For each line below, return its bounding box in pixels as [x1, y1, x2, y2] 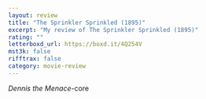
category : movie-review [8, 62, 86, 70]
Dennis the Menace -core [8, 83, 89, 93]
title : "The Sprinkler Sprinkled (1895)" [8, 19, 146, 27]
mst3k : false [8, 48, 51, 55]
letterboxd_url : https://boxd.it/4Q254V [8, 41, 143, 48]
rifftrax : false [8, 55, 61, 63]
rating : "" [8, 33, 44, 41]
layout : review [8, 11, 58, 19]
